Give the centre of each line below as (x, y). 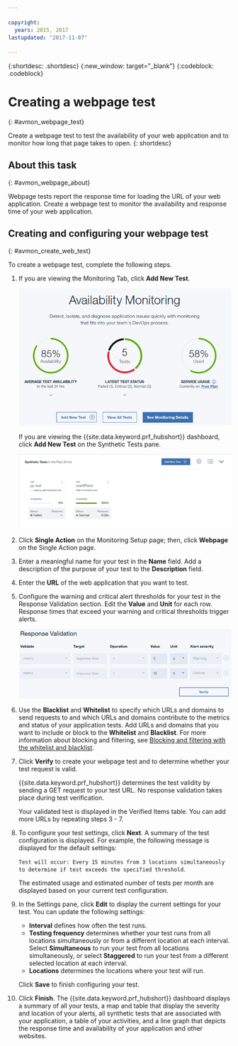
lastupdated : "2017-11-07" (48, 38)
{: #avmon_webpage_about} (49, 182)
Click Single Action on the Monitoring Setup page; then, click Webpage (123, 540)
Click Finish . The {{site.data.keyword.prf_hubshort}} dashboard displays (124, 998)
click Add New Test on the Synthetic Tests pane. (90, 444)
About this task (42, 166)
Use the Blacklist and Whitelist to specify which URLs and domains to (121, 710)
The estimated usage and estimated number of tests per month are (116, 883)
